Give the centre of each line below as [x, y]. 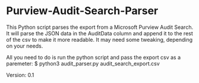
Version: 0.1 [20, 75]
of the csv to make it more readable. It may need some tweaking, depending [99, 39]
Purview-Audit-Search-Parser [82, 11]
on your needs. [25, 46]
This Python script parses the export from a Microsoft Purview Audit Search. [100, 27]
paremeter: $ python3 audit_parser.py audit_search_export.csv [83, 64]
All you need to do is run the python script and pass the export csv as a [94, 57]
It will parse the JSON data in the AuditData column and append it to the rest [99, 33]
